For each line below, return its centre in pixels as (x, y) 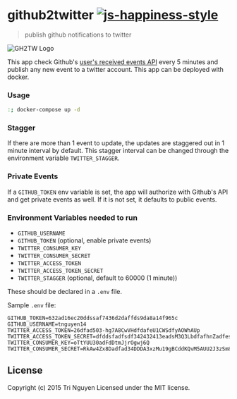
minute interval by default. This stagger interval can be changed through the (118, 151)
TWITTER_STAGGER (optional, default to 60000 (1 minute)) (97, 278)
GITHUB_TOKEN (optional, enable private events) (84, 240)
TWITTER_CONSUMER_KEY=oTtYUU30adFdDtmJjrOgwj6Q (79, 343)
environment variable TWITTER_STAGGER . (63, 158)
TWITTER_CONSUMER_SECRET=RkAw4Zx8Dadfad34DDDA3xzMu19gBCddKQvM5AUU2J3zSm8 (120, 349)
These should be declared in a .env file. (65, 291)
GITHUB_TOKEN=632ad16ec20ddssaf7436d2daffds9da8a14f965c (93, 318)
